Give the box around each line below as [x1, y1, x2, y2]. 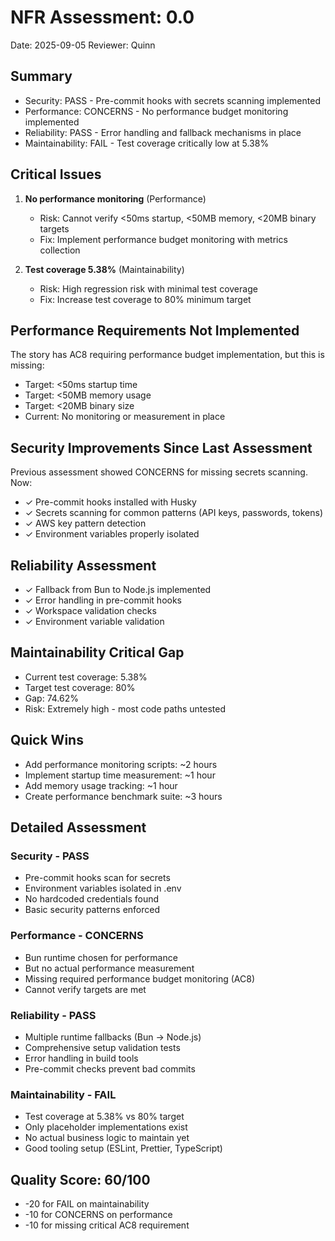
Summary [10, 68, 73, 85]
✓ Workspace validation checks [24, 605, 157, 616]
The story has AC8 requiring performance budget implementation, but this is [10, 349, 325, 361]
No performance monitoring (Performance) [24, 192, 207, 205]
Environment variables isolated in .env [24, 882, 182, 895]
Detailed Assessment [10, 819, 147, 836]
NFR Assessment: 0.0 [10, 6, 195, 29]
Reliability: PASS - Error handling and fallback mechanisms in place [24, 126, 302, 138]
